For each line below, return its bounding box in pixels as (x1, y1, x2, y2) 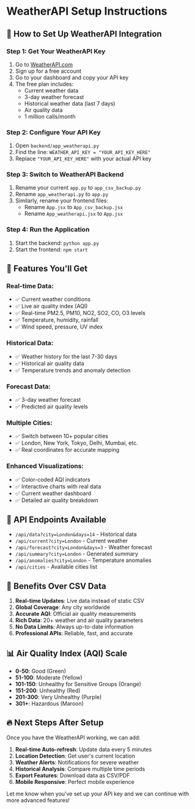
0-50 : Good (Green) (15, 668, 66, 675)
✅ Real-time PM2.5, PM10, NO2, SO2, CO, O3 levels (15, 309, 145, 317)
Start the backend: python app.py (15, 239, 100, 246)
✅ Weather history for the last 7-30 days (15, 353, 117, 360)
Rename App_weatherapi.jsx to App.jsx (24, 210, 123, 218)
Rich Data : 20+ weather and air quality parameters (15, 616, 144, 624)
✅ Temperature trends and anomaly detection (15, 366, 131, 374)
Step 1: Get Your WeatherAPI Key (6, 47, 106, 56)
